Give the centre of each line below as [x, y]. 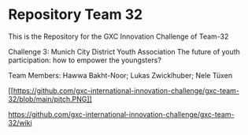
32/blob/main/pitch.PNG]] [50, 99]
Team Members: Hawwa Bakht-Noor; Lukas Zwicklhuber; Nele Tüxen [120, 75]
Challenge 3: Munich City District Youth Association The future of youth [124, 51]
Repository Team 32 [76, 15]
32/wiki [20, 122]
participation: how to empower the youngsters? [85, 60]
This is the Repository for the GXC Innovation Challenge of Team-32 [118, 36]
